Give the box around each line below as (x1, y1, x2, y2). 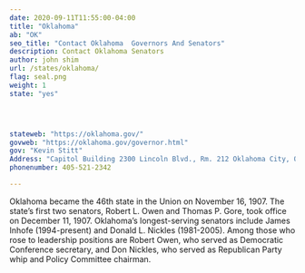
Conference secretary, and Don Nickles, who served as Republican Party (9, 244, 283, 255)
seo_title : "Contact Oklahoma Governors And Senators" (9, 38, 225, 48)
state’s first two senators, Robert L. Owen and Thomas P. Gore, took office (9, 205, 288, 216)
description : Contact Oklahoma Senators (9, 47, 165, 56)
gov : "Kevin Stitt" (9, 146, 84, 155)
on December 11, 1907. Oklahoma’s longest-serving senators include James (9, 215, 290, 226)
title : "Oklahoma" (9, 22, 79, 31)
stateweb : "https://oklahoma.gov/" (9, 129, 144, 139)
